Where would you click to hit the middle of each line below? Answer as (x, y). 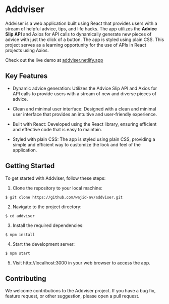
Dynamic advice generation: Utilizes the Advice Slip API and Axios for (85, 88)
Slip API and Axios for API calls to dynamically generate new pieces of (78, 34)
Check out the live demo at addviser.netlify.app (54, 60)
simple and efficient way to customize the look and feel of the (77, 144)
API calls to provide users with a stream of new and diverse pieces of (84, 93)
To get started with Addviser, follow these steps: (55, 178)
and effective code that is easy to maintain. (57, 129)
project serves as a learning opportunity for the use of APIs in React (76, 45)
